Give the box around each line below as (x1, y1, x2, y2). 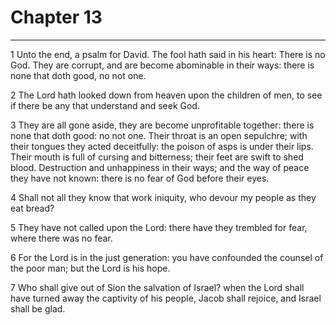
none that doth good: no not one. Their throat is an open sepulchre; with (10, 129, 308, 141)
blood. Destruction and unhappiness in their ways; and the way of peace (10, 161, 310, 173)
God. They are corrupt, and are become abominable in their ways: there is (10, 59, 315, 71)
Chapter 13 (10, 6, 103, 29)
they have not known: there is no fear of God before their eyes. (10, 172, 270, 184)
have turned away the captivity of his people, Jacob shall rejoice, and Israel (10, 292, 322, 304)
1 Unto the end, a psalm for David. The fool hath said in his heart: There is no (10, 48, 326, 60)
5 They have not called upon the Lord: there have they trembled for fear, (10, 221, 308, 233)
